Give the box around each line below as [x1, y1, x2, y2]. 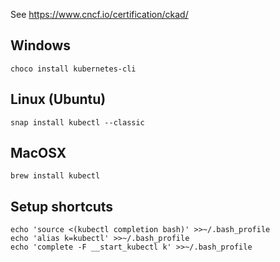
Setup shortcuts [10, 198, 114, 215]
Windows [10, 37, 71, 54]
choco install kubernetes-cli [10, 64, 137, 74]
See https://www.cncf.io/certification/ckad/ [10, 9, 189, 20]
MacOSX [10, 145, 67, 162]
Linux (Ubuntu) [10, 91, 107, 108]
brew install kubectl [10, 171, 101, 181]
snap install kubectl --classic [10, 117, 145, 128]
